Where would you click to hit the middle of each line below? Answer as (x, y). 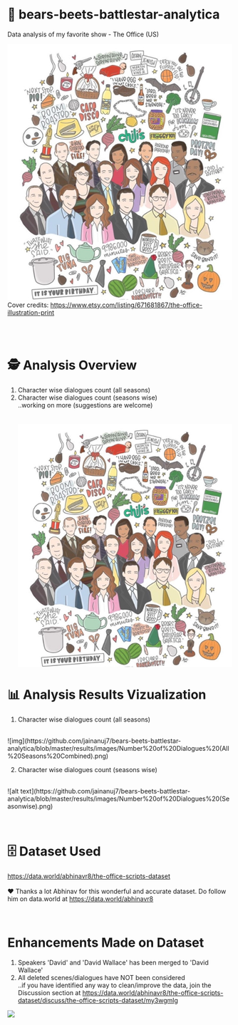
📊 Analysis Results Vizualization (107, 695)
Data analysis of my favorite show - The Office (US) (83, 34)
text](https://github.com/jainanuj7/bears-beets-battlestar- (105, 791)
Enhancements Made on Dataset (106, 943)
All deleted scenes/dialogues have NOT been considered (101, 978)
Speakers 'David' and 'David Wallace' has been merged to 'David (113, 963)
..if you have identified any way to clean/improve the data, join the (114, 985)
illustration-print (31, 312)
